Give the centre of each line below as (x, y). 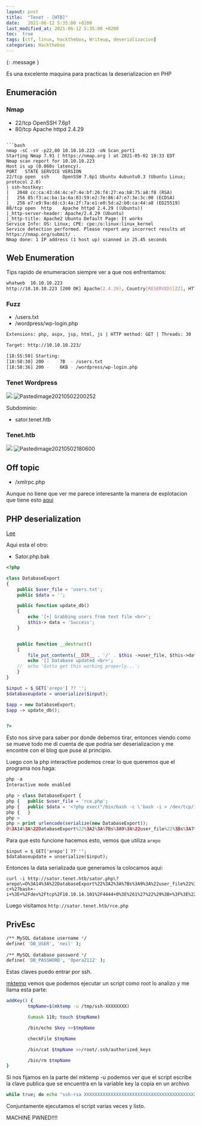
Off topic (23, 468)
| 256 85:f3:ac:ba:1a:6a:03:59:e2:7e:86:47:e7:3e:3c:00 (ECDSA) (91, 198)
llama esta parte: (27, 990)
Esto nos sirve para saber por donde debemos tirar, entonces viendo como (99, 737)
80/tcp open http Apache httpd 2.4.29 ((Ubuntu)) (75, 208)
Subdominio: (22, 408)
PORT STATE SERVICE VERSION (44, 171)
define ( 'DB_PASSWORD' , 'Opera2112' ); (56, 960)
